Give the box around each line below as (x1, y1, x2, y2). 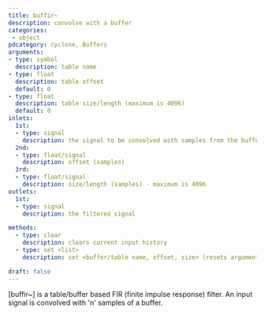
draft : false (8, 268, 51, 276)
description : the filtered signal (22, 210, 136, 218)
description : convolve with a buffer (8, 19, 132, 27)
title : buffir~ (8, 11, 58, 20)
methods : (8, 224, 37, 232)
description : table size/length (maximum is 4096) (15, 99, 185, 107)
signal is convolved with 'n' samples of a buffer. (8, 298, 163, 307)
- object (11, 33, 41, 42)
